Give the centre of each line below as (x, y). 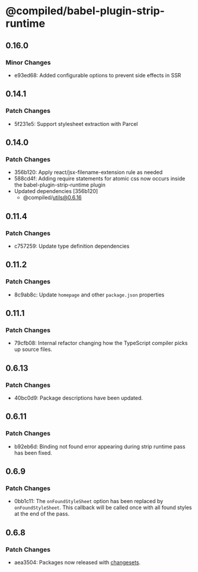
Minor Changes (28, 62)
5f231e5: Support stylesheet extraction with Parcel (76, 124)
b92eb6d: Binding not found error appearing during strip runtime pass (100, 446)
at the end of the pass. (41, 514)
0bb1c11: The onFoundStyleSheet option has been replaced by (89, 501)
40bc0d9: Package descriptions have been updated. (79, 398)
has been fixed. (33, 453)
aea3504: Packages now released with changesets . (77, 562)
